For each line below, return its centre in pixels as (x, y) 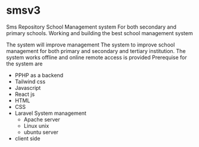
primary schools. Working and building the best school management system (99, 33)
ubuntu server (41, 132)
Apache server (42, 119)
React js (25, 94)
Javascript (28, 87)
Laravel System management (50, 113)
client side (27, 138)
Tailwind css (30, 82)
